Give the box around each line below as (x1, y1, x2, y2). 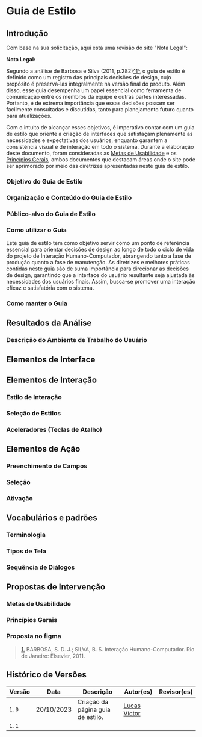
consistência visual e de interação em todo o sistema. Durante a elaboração (6, 143, 194, 150)
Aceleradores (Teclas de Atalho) (6, 425, 102, 434)
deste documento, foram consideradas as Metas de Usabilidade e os (6, 149, 177, 157)
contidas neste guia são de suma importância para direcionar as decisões (6, 265, 189, 272)
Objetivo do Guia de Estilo (6, 177, 83, 185)
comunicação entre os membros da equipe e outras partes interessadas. (6, 93, 186, 100)
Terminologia (6, 531, 46, 540)
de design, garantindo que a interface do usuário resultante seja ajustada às (6, 272, 195, 279)
